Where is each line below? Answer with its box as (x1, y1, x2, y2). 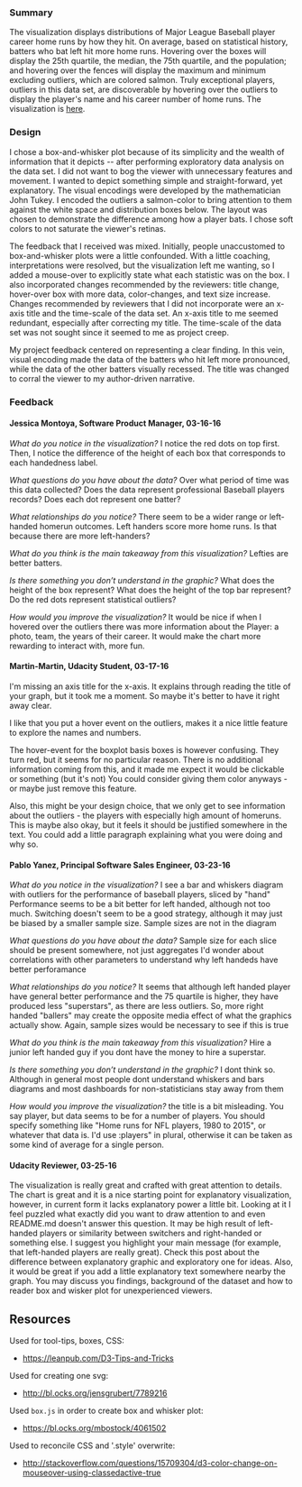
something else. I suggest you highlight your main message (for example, (9, 1237, 282, 1248)
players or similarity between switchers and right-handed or (39, 1228, 262, 1239)
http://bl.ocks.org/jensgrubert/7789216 (22, 1388, 168, 1399)
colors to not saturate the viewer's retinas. (9, 223, 167, 234)
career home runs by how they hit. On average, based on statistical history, (9, 36, 288, 47)
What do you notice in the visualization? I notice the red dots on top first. (9, 437, 280, 448)
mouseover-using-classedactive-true (22, 1467, 161, 1478)
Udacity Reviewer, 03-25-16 (9, 1160, 117, 1170)
